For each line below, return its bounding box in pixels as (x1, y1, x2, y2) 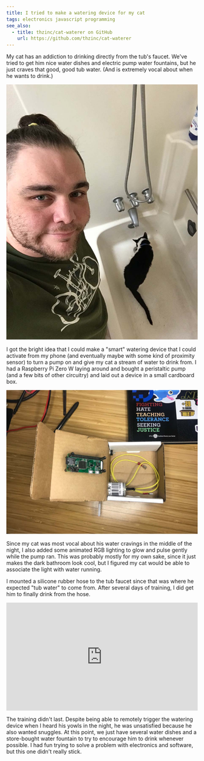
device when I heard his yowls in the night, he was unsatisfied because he (6, 721, 192, 729)
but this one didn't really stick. (6, 748, 82, 755)
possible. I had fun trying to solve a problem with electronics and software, (6, 741, 194, 748)
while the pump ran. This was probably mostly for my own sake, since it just (6, 553, 196, 560)
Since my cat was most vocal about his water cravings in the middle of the (6, 540, 192, 547)
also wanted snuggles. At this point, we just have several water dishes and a (6, 728, 197, 735)
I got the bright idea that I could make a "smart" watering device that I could (6, 346, 196, 353)
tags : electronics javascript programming (6, 16, 115, 23)
